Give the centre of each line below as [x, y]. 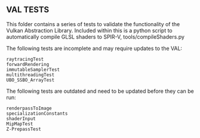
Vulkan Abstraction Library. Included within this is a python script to [89, 30]
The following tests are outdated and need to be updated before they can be [100, 91]
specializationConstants [37, 113]
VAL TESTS [28, 10]
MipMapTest [20, 124]
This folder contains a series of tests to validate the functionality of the [93, 24]
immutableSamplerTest [33, 70]
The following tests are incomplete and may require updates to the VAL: [94, 48]
